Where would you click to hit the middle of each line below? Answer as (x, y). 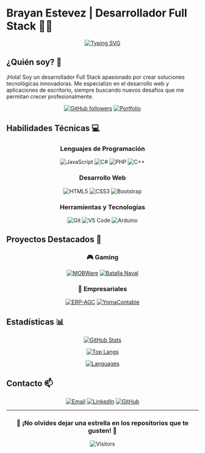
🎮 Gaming (103, 257)
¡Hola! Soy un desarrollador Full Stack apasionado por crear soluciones (95, 77)
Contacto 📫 (30, 384)
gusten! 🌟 (103, 430)
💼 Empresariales (103, 289)
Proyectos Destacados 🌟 (54, 239)
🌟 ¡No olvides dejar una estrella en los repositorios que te (103, 423)
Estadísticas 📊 (35, 322)
